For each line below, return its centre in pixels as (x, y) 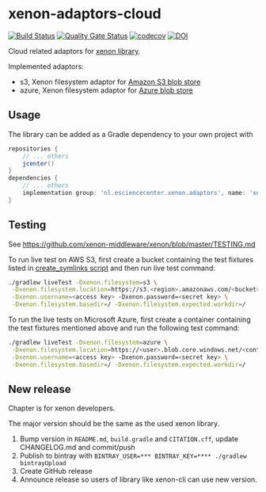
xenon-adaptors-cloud (85, 14)
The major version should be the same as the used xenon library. (114, 424)
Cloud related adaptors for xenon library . (74, 51)
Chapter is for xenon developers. (62, 408)
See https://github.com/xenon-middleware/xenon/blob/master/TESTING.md (132, 244)
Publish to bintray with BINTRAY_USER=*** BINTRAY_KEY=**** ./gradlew (133, 456)
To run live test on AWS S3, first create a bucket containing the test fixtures (131, 259)
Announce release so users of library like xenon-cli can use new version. (138, 479)
